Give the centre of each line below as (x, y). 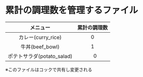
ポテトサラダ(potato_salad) (40, 56)
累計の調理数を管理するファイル (72, 10)
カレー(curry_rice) (40, 37)
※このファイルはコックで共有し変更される (49, 69)
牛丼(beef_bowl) (40, 47)
